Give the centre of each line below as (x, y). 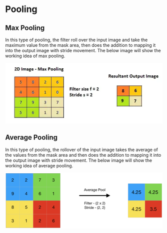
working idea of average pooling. (39, 165)
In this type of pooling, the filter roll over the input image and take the (76, 40)
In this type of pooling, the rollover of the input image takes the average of (82, 150)
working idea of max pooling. (35, 56)
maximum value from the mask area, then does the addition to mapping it (80, 45)
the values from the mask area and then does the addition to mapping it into (83, 155)
